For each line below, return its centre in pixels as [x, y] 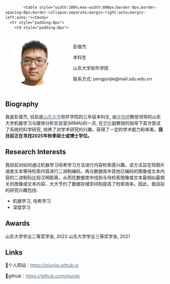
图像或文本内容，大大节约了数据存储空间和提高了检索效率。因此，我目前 [89, 184]
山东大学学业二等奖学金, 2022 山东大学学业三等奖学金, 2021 [68, 236]
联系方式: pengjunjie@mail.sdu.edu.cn [113, 79]
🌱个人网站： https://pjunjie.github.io [42, 265]
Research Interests [36, 152]
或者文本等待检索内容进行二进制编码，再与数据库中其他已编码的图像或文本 [83, 171]
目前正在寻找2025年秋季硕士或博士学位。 [49, 136]
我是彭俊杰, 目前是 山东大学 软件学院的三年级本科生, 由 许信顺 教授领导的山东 [83, 116]
